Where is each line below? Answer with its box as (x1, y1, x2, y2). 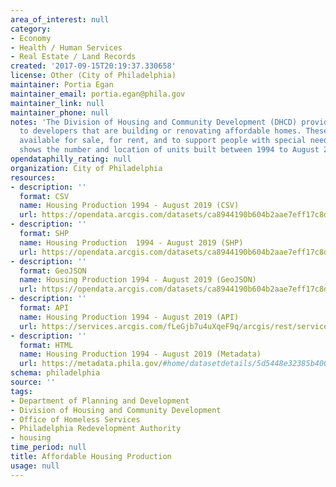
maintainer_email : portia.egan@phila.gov (10, 89, 186, 99)
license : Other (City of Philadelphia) (10, 71, 177, 81)
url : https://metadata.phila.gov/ (19, 359, 163, 369)
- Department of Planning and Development (10, 396, 190, 406)
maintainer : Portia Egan (10, 80, 114, 90)
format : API (19, 303, 70, 313)
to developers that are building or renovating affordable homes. (19, 126, 302, 136)
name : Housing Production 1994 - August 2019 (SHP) (19, 237, 244, 248)
